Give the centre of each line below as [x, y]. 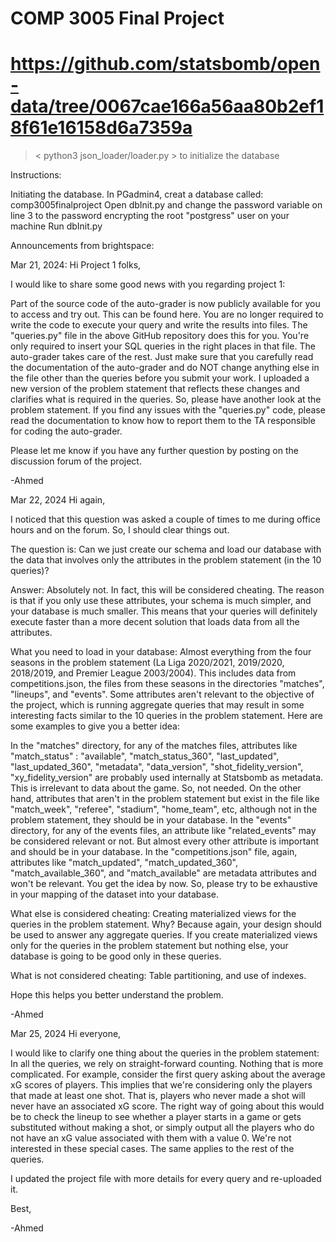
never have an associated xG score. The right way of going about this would [167, 1106]
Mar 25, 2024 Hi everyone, [66, 1034]
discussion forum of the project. [76, 461]
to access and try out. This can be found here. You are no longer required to [167, 314]
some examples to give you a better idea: [95, 726]
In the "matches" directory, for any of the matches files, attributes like [154, 746]
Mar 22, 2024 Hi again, [58, 500]
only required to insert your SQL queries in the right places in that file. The [163, 346]
